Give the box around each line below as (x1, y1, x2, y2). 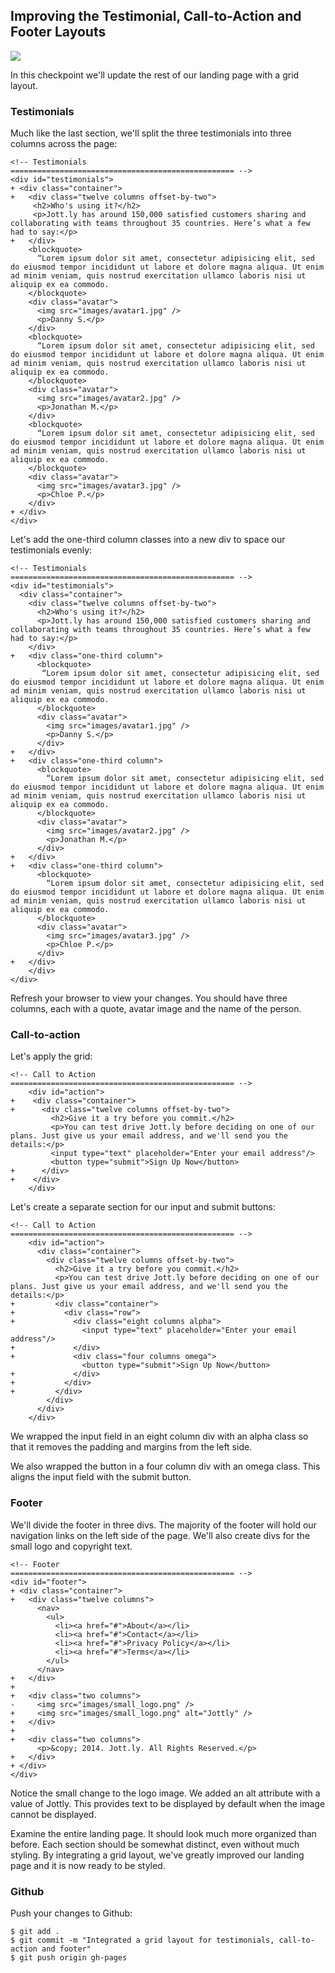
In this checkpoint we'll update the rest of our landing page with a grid (10, 69, 300, 81)
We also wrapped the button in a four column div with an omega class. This (10, 1460, 321, 1473)
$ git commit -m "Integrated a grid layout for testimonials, (10, 1935, 275, 1945)
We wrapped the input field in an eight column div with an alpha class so (10, 1430, 309, 1443)
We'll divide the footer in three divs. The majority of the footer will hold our (10, 1519, 317, 1531)
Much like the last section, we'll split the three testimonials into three (10, 127, 292, 139)
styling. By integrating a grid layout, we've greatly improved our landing (10, 1849, 305, 1861)
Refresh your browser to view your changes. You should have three (10, 992, 288, 1004)
